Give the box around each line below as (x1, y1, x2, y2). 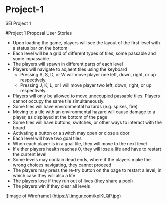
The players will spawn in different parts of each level (12, 61, 123, 67)
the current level (12, 151, 47, 157)
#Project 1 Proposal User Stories (5, 30, 72, 36)
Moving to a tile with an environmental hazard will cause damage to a (12, 109, 155, 115)
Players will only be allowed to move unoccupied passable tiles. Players (12, 93, 160, 99)
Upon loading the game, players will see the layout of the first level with (12, 39, 160, 46)
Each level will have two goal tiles (12, 135, 82, 141)
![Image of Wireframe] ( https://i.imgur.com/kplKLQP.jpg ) (5, 193, 121, 199)
